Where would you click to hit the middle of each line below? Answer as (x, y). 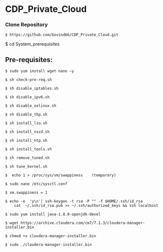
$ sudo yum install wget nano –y (40, 71)
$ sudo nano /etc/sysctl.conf (36, 184)
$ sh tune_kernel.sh (27, 167)
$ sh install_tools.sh (28, 149)
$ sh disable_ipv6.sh (27, 97)
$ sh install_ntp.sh (27, 141)
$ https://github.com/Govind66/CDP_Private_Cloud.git (62, 35)
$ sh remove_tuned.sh (27, 158)
